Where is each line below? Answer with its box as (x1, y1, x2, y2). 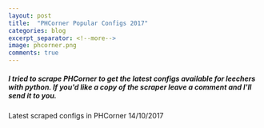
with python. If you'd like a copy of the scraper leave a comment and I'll (8, 82, 252, 92)
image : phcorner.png (8, 42, 78, 50)
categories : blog (8, 26, 66, 34)
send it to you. (8, 90, 58, 100)
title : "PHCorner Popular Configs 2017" (8, 19, 149, 27)
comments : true (8, 49, 59, 57)
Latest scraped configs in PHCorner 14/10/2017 (8, 110, 164, 120)
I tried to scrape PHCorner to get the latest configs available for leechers (8, 74, 256, 83)
